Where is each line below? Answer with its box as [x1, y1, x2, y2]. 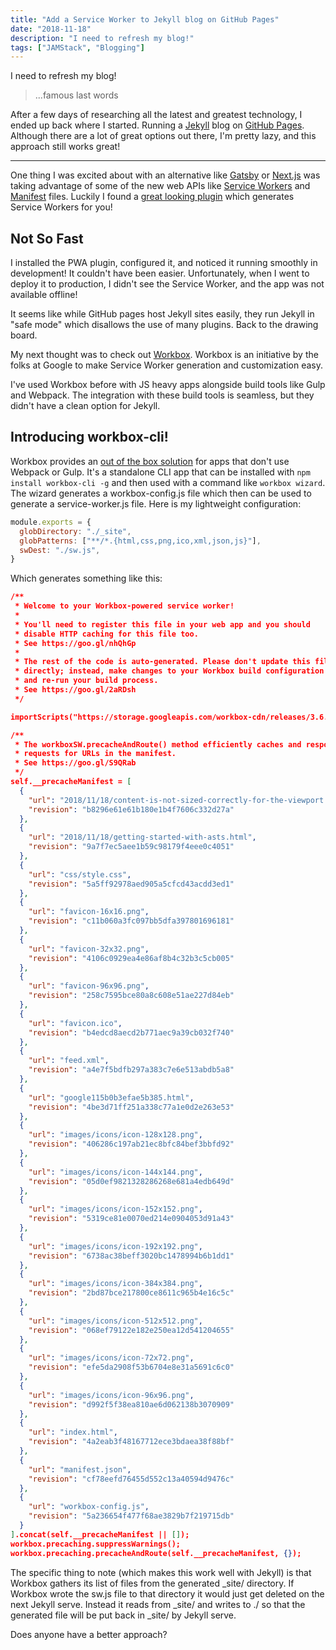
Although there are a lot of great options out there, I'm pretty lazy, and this [10, 130, 317, 142]
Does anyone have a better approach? [10, 1628, 168, 1640]
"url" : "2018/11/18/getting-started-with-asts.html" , [28, 832, 257, 843]
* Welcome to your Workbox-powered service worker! [14, 601, 235, 611]
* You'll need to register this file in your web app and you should [14, 619, 311, 630]
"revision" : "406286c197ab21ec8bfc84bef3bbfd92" [28, 1139, 235, 1150]
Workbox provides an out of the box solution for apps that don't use [10, 455, 290, 467]
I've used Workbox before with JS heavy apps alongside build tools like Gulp [10, 379, 326, 391]
